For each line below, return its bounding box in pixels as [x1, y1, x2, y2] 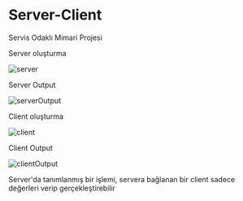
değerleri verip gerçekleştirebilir [8, 183, 116, 193]
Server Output [8, 80, 56, 90]
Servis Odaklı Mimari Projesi [8, 33, 103, 42]
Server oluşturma [8, 48, 67, 58]
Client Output [8, 142, 53, 152]
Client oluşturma [8, 111, 63, 121]
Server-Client [8, 6, 102, 24]
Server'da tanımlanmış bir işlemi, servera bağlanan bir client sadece [8, 174, 236, 184]
